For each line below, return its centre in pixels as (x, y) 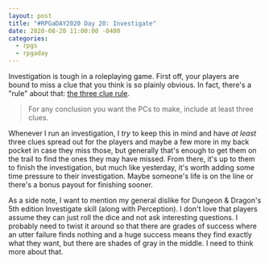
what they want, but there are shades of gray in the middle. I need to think (131, 243)
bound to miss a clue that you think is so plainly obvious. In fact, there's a (130, 85)
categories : (28, 38)
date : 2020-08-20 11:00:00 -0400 (64, 31)
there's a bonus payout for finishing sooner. (81, 185)
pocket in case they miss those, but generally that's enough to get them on (132, 150)
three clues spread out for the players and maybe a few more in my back (129, 142)
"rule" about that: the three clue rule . (69, 93)
